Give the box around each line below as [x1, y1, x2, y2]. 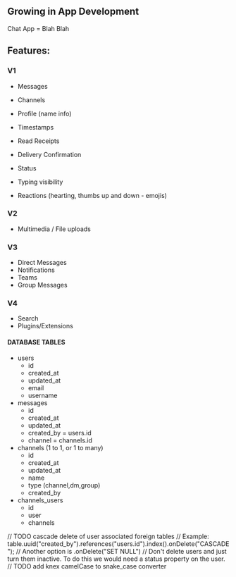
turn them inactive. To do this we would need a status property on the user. [7, 554, 225, 563]
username [27, 391, 58, 399]
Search [17, 314, 39, 323]
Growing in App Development [7, 6, 139, 18]
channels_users [17, 496, 63, 504]
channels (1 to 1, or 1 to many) [17, 443, 104, 452]
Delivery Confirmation [17, 150, 82, 159]
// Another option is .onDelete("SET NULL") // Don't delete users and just [15, 547, 227, 555]
